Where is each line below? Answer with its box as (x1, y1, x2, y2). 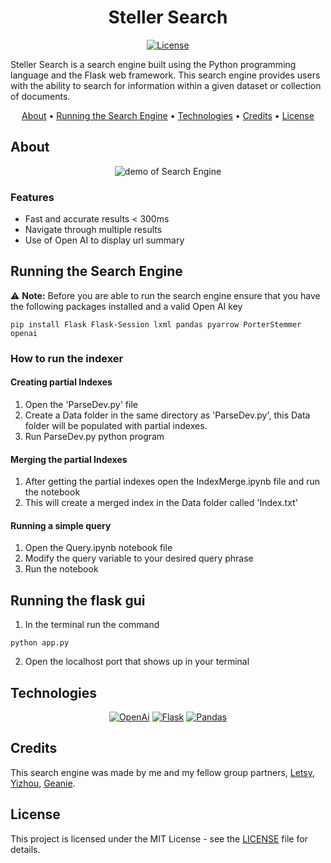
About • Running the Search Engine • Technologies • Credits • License (21, 109, 315, 121)
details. (10, 843, 41, 855)
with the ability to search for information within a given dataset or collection (10, 79, 322, 91)
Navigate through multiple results (24, 224, 163, 236)
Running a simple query (10, 519, 112, 531)
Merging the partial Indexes (10, 453, 128, 465)
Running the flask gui (10, 592, 146, 609)
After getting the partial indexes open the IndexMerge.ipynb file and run (24, 476, 321, 488)
